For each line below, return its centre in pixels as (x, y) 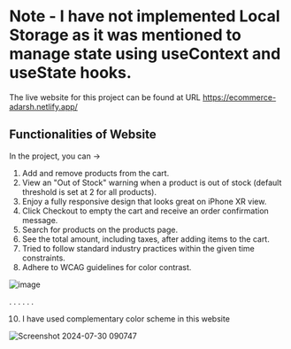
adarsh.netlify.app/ (43, 106)
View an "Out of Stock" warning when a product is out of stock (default (152, 182)
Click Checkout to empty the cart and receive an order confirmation (145, 211)
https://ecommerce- (239, 97)
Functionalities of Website (83, 135)
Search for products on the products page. (100, 229)
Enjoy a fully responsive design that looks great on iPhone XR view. (144, 201)
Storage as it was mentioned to (125, 35)
